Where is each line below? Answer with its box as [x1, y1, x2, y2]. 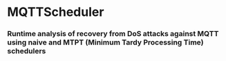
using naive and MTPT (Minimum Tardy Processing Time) [7, 37, 204, 47]
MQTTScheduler [7, 4, 104, 20]
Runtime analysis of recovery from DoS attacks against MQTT [7, 29, 219, 39]
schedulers [7, 46, 46, 56]
